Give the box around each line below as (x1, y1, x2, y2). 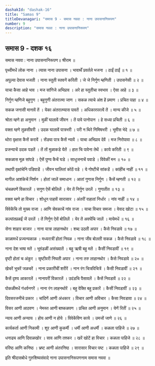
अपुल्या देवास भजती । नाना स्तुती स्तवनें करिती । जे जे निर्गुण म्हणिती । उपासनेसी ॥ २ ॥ (5, 77, 144, 83)
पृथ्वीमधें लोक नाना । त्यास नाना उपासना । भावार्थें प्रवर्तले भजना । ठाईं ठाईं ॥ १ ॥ (5, 67, 132, 73)
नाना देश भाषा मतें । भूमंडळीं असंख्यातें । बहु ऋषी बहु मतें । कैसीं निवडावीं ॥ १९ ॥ (5, 245, 133, 251)
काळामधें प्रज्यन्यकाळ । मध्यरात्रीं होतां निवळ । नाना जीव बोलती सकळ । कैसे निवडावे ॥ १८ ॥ (5, 236, 151, 242)
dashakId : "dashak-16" (5, 7, 52, 12)
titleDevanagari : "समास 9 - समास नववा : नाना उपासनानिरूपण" (5, 16, 117, 21)
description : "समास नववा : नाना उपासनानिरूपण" (5, 26, 89, 31)
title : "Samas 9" (5, 12, 41, 17)
